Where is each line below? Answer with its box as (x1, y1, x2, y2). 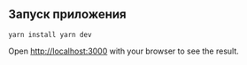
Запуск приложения (8, 7, 127, 22)
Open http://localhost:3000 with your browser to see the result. (8, 46, 240, 56)
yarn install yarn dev (8, 30, 92, 39)
